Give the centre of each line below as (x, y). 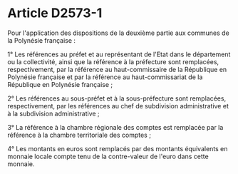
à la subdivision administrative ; (53, 113)
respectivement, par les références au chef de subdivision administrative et (118, 106)
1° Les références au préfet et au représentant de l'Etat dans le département (119, 54)
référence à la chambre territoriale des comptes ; (79, 135)
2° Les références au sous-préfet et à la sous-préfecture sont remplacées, (117, 98)
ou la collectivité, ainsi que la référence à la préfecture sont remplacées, (113, 61)
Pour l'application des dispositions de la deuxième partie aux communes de (118, 33)
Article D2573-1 (55, 13)
